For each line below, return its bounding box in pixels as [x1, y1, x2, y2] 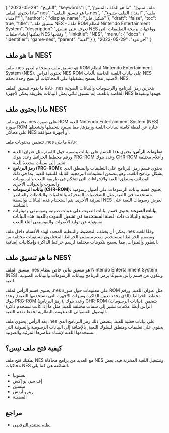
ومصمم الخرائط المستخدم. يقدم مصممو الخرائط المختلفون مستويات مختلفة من [5, 233, 155, 239]
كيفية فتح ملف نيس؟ [5, 344, 62, 352]
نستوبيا [12, 372, 26, 378]
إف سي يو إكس [12, 378, 42, 384]
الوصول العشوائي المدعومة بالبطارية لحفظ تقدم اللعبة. [5, 309, 107, 315]
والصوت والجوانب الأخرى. [12, 181, 61, 187]
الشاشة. [12, 202, 28, 208]
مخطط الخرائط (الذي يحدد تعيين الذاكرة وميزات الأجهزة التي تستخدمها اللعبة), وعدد [5, 293, 161, 299]
